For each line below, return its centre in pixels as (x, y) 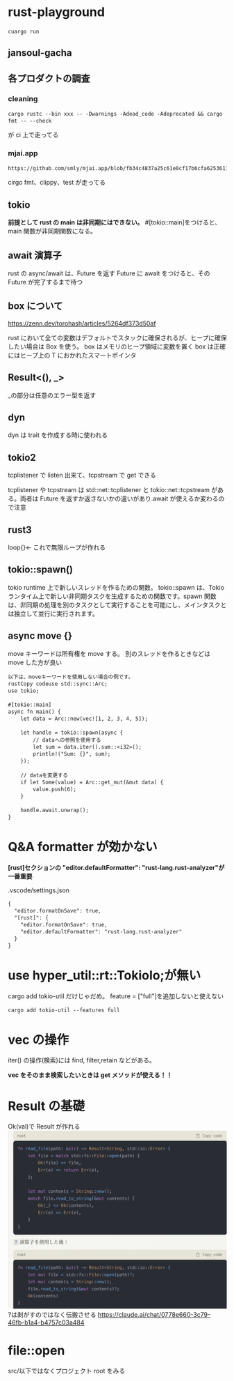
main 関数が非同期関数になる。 (52, 231)
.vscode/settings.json (39, 890)
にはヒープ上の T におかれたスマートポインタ (72, 355)
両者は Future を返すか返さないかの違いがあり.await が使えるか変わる (119, 498)
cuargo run (24, 31)
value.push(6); (55, 789)
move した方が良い (35, 662)
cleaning (23, 98)
